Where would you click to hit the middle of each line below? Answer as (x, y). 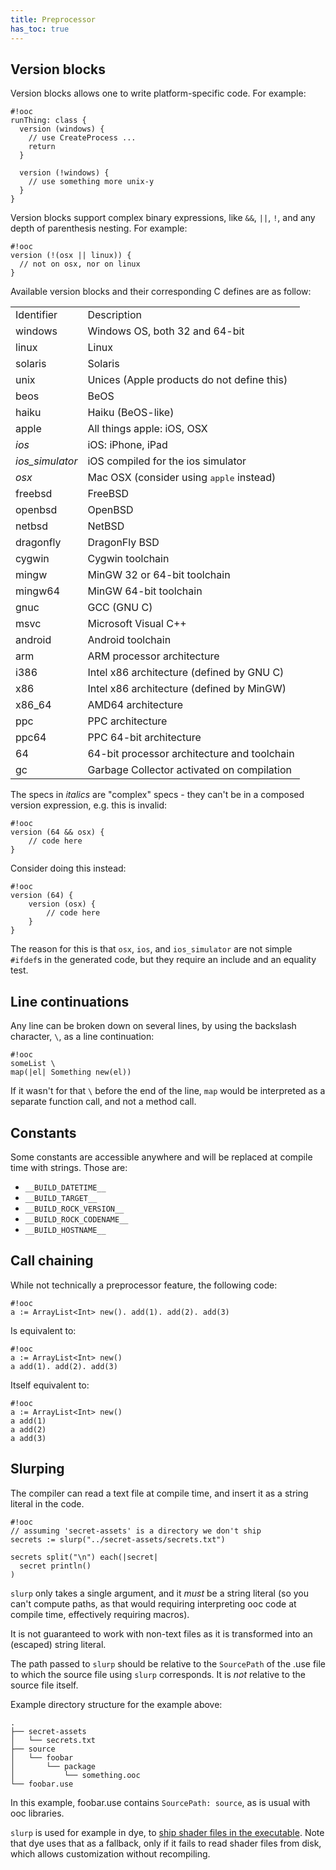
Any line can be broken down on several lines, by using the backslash (153, 1026)
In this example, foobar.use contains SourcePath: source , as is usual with (160, 1802)
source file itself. (44, 1685)
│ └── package (53, 1766)
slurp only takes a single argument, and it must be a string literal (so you (159, 1593)
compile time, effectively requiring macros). (100, 1614)
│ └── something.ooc (75, 1775)
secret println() (55, 1566)
